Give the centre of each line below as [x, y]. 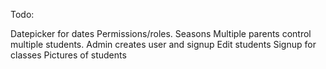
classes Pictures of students [68, 55]
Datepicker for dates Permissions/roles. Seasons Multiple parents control [161, 33]
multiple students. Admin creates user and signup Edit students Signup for [163, 44]
